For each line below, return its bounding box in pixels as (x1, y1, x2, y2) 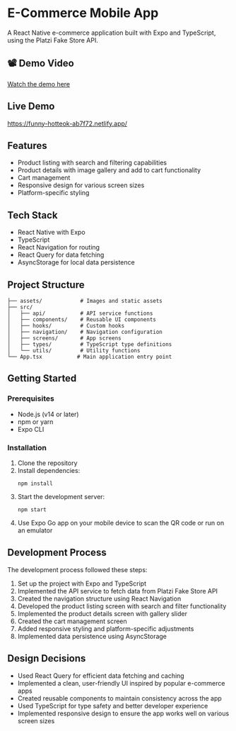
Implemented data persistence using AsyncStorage (17, 632, 167, 640)
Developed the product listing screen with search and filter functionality (17, 601, 227, 610)
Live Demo (7, 101, 55, 113)
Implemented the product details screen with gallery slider (17, 609, 187, 618)
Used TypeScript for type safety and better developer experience (17, 701, 208, 710)
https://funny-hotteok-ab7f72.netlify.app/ (7, 119, 128, 128)
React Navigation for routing (17, 243, 100, 252)
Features (7, 140, 47, 152)
